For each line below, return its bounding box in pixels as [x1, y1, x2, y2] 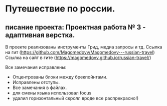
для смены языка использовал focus [12, 90, 92, 95]
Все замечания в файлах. [12, 84, 67, 90]
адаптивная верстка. [5, 30, 75, 39]
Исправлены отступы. [12, 79, 60, 85]
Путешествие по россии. [5, 3, 115, 14]
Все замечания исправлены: [5, 64, 67, 70]
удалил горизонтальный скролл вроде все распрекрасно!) [12, 95, 139, 101]
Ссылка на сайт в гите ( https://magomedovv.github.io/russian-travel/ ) [5, 54, 151, 60]
